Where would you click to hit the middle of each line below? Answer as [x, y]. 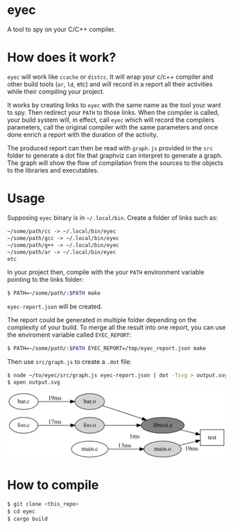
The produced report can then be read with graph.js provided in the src [110, 148]
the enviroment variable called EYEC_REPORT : [69, 334]
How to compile [53, 485]
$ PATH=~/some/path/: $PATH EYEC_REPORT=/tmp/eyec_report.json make [107, 348]
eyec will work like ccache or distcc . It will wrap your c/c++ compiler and [110, 77]
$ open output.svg [34, 382]
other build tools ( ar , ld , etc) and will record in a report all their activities [110, 84]
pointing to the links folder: [45, 279]
